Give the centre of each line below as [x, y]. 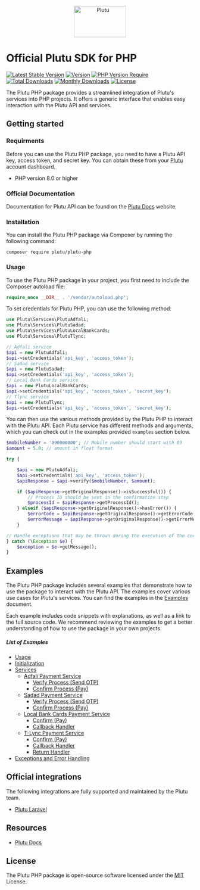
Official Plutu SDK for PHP [71, 58]
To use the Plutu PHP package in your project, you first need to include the [98, 280]
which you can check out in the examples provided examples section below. [98, 432]
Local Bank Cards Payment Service [67, 714]
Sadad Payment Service [53, 695]
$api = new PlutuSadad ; [36, 369]
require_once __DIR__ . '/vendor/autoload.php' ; [68, 297]
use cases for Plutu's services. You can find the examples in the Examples [97, 598]
